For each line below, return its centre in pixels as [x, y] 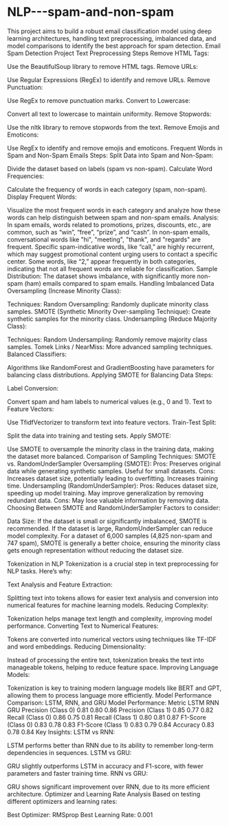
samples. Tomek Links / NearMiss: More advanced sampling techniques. [110, 346]
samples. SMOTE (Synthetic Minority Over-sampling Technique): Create [109, 311]
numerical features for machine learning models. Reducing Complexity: [108, 605]
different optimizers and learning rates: [62, 801]
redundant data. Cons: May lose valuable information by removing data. [109, 500]
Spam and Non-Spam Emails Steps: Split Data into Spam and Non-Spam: [110, 155]
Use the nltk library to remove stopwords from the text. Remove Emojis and [113, 127]
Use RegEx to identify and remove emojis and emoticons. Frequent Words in [115, 148]
